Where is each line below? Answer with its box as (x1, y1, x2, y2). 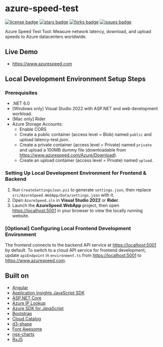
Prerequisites (5, 90, 38, 96)
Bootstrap (12, 310, 32, 316)
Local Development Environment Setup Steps (5, 75, 146, 83)
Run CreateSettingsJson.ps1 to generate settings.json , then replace (12, 187, 151, 193)
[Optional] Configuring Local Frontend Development (5, 225, 131, 231)
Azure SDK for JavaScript (12, 305, 64, 311)
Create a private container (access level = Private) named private (19, 142, 152, 148)
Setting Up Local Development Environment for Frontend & (5, 170, 146, 176)
